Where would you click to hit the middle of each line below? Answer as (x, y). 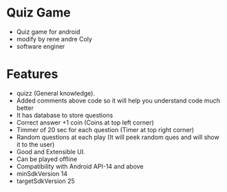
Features (32, 74)
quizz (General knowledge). (56, 93)
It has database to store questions (65, 115)
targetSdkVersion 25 (45, 181)
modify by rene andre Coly (54, 39)
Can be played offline (47, 159)
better (25, 107)
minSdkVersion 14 (42, 173)
